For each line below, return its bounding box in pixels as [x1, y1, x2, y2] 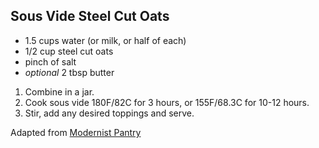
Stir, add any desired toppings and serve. [24, 107, 195, 119]
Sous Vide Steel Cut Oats [10, 8, 170, 25]
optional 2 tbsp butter [24, 66, 115, 78]
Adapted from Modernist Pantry [10, 126, 142, 138]
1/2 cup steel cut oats [24, 45, 114, 57]
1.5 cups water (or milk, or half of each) [24, 34, 187, 46]
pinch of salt [24, 55, 77, 68]
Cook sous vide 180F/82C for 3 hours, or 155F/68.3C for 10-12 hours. [24, 96, 310, 108]
